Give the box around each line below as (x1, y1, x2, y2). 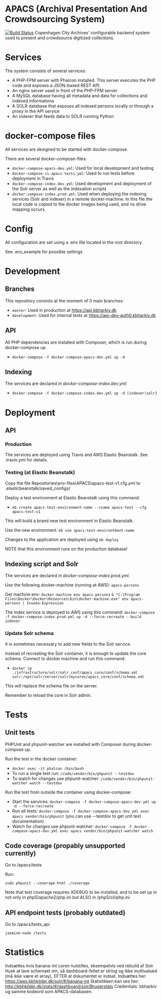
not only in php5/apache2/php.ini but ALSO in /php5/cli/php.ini (5, 894, 130, 900)
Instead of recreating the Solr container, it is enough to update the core (5, 650, 147, 656)
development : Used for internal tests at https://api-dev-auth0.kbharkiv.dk (12, 312, 156, 318)
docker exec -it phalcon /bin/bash (12, 766, 84, 771)
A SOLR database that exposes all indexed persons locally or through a (12, 103, 154, 109)
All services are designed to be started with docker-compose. (5, 146, 128, 152)
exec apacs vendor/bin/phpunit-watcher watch (59, 828, 153, 833)
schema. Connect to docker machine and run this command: (5, 655, 126, 661)
